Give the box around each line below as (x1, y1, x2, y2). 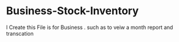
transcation (6, 30, 34, 37)
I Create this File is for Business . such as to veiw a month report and (6, 24, 173, 31)
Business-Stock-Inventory (6, 4, 139, 18)
